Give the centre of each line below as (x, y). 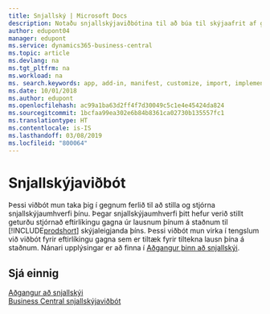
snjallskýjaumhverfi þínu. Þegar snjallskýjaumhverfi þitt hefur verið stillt (126, 213)
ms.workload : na (35, 76)
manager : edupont (37, 38)
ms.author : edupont (41, 98)
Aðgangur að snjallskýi (46, 293)
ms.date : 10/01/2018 (43, 91)
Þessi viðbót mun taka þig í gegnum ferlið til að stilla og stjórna (112, 205)
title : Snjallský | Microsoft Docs (68, 16)
